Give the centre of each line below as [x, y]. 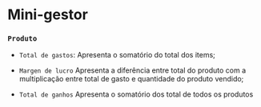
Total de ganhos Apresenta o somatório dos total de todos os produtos [136, 94]
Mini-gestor [48, 15]
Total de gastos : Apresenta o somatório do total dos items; [117, 55]
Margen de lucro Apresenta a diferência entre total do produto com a [132, 70]
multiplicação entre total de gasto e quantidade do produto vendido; [131, 79]
